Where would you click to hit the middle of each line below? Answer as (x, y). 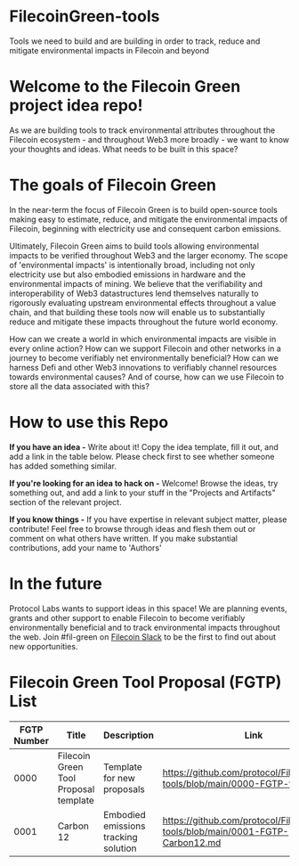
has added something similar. (63, 466)
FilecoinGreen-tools (85, 16)
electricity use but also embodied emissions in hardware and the (128, 274)
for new (120, 778)
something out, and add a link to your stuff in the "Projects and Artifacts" (142, 493)
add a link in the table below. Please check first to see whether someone (142, 456)
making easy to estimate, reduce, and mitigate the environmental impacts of (149, 219)
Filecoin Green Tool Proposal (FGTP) (145, 682)
